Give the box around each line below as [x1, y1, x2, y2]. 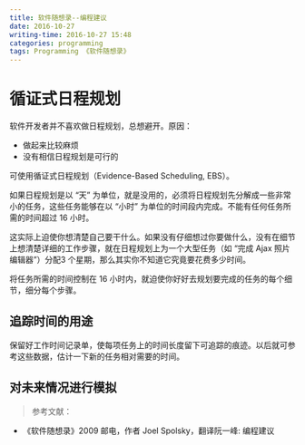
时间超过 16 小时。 [25, 212, 94, 223]
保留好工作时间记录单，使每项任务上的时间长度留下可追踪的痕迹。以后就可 [9, 339, 288, 350]
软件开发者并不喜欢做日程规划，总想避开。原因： [9, 121, 192, 131]
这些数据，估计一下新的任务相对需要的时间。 [16, 351, 184, 362]
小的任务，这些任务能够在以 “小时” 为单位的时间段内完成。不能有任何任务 [9, 201, 284, 212]
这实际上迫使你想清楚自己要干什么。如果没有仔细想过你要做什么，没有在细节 [9, 232, 296, 243]
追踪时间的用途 [9, 314, 93, 329]
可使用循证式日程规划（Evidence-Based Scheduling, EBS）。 [9, 170, 234, 181]
